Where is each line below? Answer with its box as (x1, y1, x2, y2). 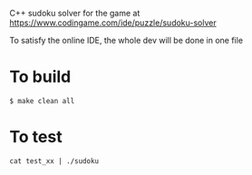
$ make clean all (9, 96, 75, 105)
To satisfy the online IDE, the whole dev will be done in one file (9, 35, 243, 45)
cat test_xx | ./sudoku (9, 156, 100, 166)
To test (9, 127, 63, 148)
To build (9, 67, 72, 87)
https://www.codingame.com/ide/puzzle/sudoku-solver (9, 17, 217, 28)
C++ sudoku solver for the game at (9, 8, 141, 18)
